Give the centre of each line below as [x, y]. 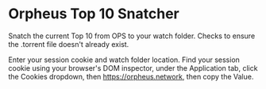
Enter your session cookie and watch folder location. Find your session [124, 60]
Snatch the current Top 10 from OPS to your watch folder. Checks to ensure [132, 36]
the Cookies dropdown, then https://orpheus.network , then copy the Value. [131, 76]
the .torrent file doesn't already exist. [69, 44]
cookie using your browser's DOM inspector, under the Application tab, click [133, 68]
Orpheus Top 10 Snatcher [94, 14]
